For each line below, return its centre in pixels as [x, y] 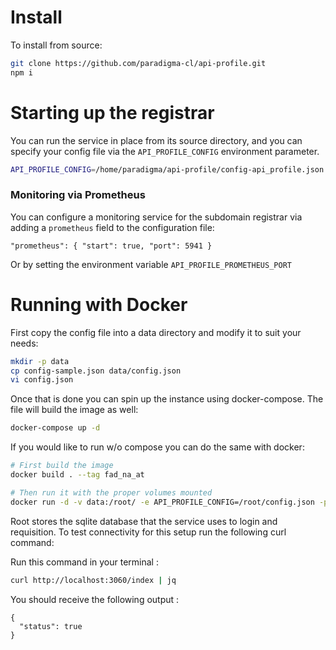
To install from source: [56, 45]
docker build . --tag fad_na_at [77, 475]
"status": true [51, 626]
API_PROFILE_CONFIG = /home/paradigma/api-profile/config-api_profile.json [167, 169]
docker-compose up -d [55, 428]
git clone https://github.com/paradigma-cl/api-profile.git [138, 63]
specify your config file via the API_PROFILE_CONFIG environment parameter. [165, 151]
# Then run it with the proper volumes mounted [111, 492]
